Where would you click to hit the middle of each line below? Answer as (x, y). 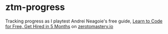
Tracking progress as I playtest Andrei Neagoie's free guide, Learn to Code (84, 21)
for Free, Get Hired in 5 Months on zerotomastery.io (59, 26)
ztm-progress (35, 7)
